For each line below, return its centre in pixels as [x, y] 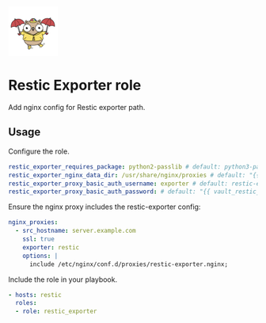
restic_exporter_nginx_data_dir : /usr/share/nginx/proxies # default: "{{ [134, 175]
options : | [40, 256]
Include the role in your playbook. [63, 279]
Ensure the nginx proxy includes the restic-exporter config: [104, 207]
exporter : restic [51, 247]
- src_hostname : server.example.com [76, 231]
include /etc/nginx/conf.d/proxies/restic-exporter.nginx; [128, 264]
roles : [26, 303]
